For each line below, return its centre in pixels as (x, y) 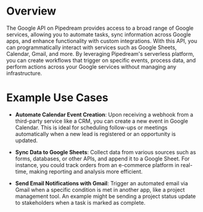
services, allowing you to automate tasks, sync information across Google (99, 34)
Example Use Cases (57, 98)
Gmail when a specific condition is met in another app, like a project (100, 190)
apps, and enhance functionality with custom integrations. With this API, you (102, 41)
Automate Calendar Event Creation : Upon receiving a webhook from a (104, 114)
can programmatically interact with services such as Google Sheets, (92, 47)
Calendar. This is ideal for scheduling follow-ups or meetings (91, 127)
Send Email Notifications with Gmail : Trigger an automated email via (101, 183)
